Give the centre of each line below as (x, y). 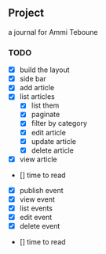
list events (36, 208)
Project (26, 13)
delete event (40, 226)
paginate (46, 115)
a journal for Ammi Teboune (53, 32)
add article (37, 88)
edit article (49, 132)
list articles (37, 97)
